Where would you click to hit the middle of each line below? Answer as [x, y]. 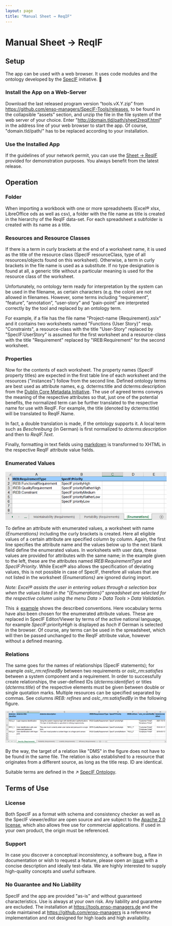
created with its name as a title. [38, 225]
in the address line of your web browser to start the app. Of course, [76, 125]
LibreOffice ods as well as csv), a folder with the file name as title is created [85, 214]
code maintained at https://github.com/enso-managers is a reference [78, 912]
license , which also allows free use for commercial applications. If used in [83, 825]
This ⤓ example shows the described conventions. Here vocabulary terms [84, 608]
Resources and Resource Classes [48, 238]
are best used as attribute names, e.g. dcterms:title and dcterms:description [85, 386]
